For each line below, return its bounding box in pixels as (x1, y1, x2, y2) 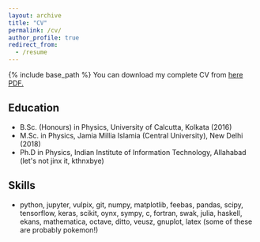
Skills (8, 179, 36, 192)
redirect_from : (8, 41, 58, 49)
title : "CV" (8, 19, 47, 27)
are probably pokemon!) (19, 225, 99, 234)
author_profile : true (8, 33, 80, 42)
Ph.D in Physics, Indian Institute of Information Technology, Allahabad (19, 147, 247, 157)
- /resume (15, 48, 47, 56)
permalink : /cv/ (8, 26, 62, 34)
